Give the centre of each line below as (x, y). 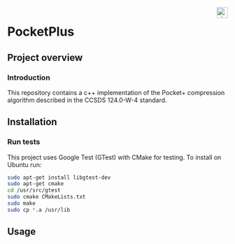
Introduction (29, 78)
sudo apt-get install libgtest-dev (59, 178)
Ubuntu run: (24, 164)
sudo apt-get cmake (36, 184)
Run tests (24, 142)
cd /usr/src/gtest (34, 191)
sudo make (22, 203)
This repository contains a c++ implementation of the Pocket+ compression (116, 92)
